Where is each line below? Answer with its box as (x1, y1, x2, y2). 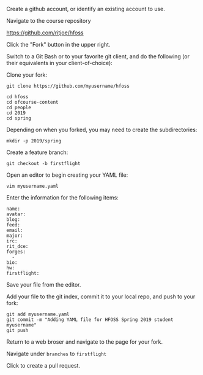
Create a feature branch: (6, 149, 68, 156)
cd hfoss (6, 94, 29, 100)
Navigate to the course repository (6, 17, 91, 24)
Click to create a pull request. (6, 362, 81, 369)
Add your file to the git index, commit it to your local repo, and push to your (6, 293, 196, 300)
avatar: (6, 211, 26, 217)
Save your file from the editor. (6, 281, 81, 288)
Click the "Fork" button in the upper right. (6, 41, 111, 48)
